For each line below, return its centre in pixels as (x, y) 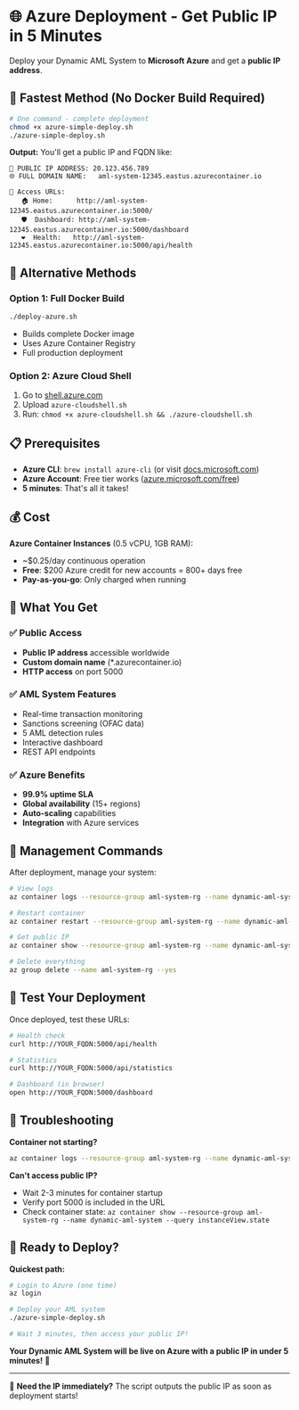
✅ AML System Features (63, 695)
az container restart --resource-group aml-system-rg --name (125, 921)
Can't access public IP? (53, 1175)
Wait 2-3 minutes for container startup (92, 1192)
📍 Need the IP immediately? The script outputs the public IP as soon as (141, 1386)
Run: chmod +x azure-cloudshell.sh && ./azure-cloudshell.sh (137, 414)
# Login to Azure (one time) (63, 1285)
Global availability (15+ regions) (81, 804)
